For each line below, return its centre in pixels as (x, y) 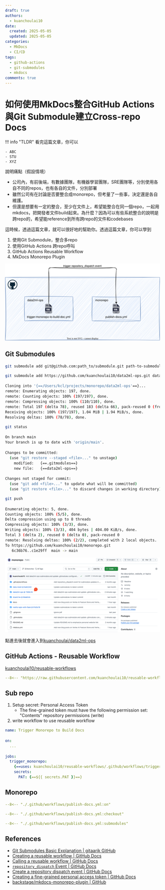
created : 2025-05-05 (30, 31)
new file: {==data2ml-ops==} (46, 468)
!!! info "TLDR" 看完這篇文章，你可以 (42, 142)
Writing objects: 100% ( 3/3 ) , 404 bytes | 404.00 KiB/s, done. (71, 530)
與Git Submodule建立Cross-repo (73, 117)
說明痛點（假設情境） (27, 171)
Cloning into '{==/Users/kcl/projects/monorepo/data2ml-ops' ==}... (76, 386)
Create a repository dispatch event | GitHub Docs (62, 872)
